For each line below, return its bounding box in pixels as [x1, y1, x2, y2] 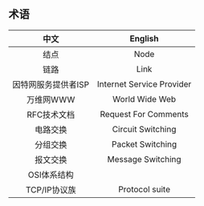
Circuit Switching [112, 123, 177, 135]
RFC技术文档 [27, 109, 75, 120]
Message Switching [107, 153, 182, 164]
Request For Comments [100, 108, 189, 119]
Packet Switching [111, 139, 177, 150]
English [129, 33, 159, 44]
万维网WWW [27, 94, 75, 105]
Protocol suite [117, 184, 171, 195]
